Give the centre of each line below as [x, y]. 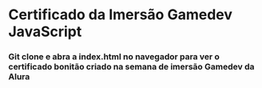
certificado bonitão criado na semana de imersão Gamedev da [131, 67]
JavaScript [45, 32]
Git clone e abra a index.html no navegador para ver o [114, 57]
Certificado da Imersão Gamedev [121, 15]
